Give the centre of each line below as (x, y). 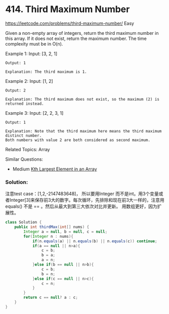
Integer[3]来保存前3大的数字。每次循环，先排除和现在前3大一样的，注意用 (87, 200)
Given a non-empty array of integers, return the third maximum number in (82, 33)
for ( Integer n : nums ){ (48, 236)
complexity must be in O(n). (34, 43)
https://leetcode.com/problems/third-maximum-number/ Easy (70, 23)
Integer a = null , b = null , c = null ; (66, 232)
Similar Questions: (24, 159)
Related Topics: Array (28, 149)
